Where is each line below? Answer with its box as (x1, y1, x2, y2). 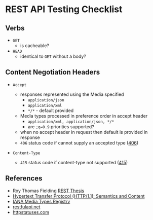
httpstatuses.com (12, 209, 50, 215)
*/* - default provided (27, 107, 74, 114)
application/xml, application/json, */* (27, 119, 114, 124)
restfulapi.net (12, 204, 41, 210)
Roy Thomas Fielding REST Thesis (12, 188, 85, 194)
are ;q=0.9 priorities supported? (27, 123, 95, 130)
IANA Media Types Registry (12, 198, 70, 204)
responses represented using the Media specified (20, 91, 124, 97)
